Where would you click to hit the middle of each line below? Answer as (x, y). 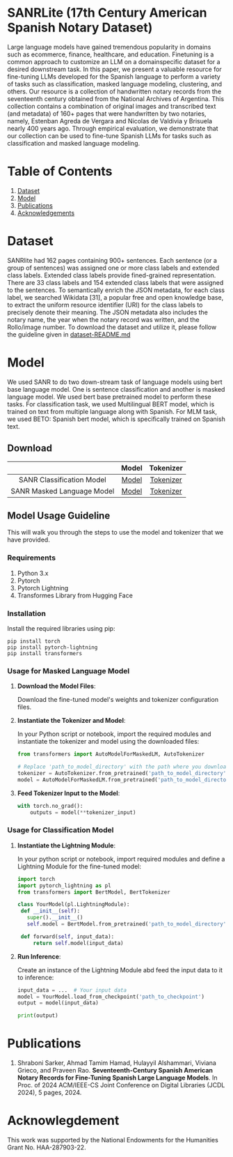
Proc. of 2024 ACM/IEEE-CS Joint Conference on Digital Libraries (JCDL (121, 1085)
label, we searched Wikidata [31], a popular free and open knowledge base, (115, 297)
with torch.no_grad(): (50, 806)
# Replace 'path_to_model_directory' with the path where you (109, 767)
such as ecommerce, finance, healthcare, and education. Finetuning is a (111, 54)
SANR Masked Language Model (63, 491)
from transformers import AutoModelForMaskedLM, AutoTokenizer (111, 754)
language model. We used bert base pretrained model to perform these (109, 397)
